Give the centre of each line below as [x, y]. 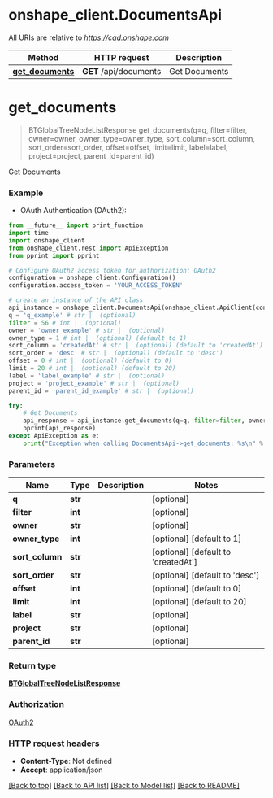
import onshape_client [47, 240]
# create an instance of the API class [76, 300]
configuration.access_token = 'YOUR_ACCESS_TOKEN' [96, 286]
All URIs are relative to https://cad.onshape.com [89, 37]
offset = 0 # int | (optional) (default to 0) [91, 361]
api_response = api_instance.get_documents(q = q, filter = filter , [134, 421]
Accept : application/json [61, 770]
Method [43, 57]
